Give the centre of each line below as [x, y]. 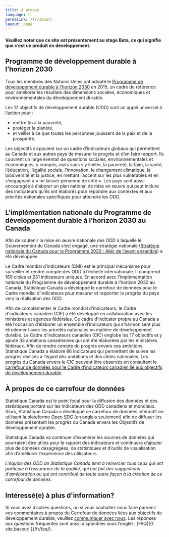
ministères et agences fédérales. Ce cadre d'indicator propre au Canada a [82, 319]
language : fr [19, 15]
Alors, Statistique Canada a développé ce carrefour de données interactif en [84, 412]
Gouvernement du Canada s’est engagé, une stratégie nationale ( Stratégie [82, 246]
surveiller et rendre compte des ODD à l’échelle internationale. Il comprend [83, 272]
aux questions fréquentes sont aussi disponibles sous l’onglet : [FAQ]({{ [79, 524]
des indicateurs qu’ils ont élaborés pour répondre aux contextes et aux [79, 191]
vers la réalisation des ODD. [34, 299]
